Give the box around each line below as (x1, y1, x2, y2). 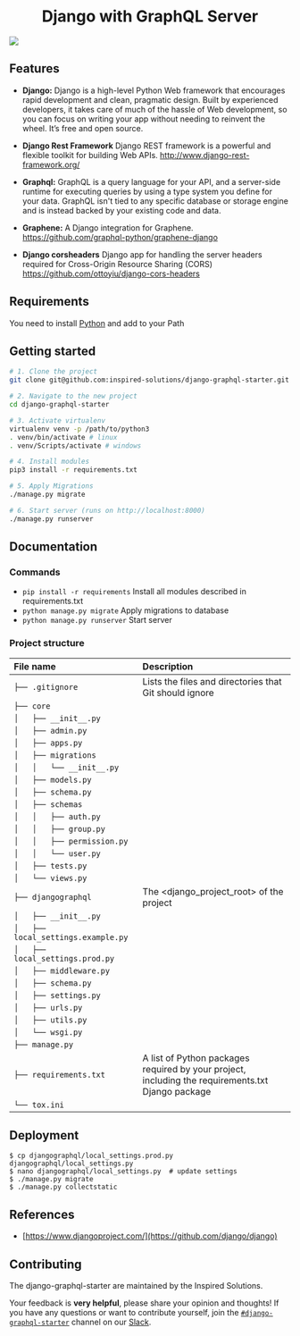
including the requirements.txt (142, 1074, 269, 1087)
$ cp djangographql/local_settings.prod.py (9, 1151, 174, 1161)
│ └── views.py (13, 873, 87, 883)
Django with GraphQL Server (41, 6, 259, 27)
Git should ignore (142, 686, 214, 699)
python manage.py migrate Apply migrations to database (21, 605, 229, 616)
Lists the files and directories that (142, 675, 282, 687)
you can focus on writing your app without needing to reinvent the (21, 113, 266, 124)
